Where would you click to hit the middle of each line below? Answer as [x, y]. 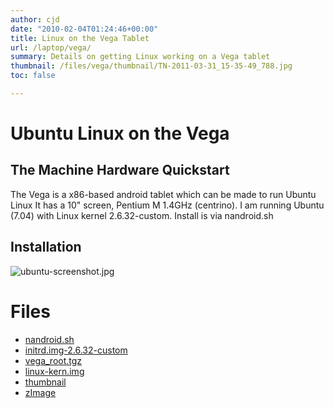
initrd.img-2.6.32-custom [76, 350]
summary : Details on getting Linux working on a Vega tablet [140, 57]
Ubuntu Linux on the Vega [120, 133]
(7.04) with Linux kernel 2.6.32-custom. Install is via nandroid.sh [142, 215]
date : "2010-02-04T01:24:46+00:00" [84, 29]
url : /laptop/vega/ [51, 47]
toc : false [33, 76]
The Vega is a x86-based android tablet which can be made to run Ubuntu [163, 194]
